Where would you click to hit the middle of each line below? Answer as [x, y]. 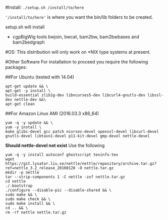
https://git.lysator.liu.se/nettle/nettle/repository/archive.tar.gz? [81, 164]
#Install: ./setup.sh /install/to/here [45, 7]
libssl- [156, 95]
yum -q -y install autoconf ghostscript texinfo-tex [62, 155]
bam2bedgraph [29, 42]
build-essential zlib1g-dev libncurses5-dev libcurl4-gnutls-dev [75, 95]
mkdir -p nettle [22, 172]
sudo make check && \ [28, 199]
